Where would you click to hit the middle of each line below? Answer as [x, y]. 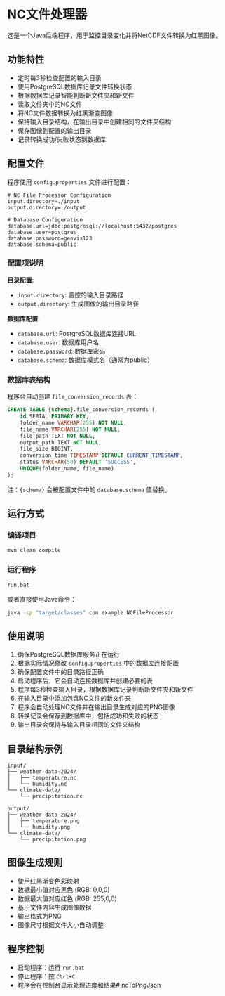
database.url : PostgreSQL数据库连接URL [77, 333]
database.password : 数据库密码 [61, 351]
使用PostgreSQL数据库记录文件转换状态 [75, 86]
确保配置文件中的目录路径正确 [60, 672]
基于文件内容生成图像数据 [54, 907]
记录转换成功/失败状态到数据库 [62, 139]
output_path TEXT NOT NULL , [61, 442]
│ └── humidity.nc [37, 784]
